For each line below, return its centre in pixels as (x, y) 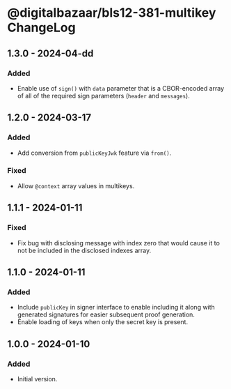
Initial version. (37, 379)
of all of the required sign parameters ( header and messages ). (103, 96)
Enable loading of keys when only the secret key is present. (103, 322)
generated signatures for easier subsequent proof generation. (106, 314)
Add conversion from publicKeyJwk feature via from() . (94, 153)
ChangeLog (41, 28)
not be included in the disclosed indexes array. (84, 250)
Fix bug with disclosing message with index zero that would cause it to (119, 243)
